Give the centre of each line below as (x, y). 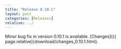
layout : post (18, 14)
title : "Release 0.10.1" (30, 9)
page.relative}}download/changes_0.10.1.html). (52, 42)
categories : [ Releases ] (29, 18)
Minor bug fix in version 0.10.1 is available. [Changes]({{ (61, 37)
